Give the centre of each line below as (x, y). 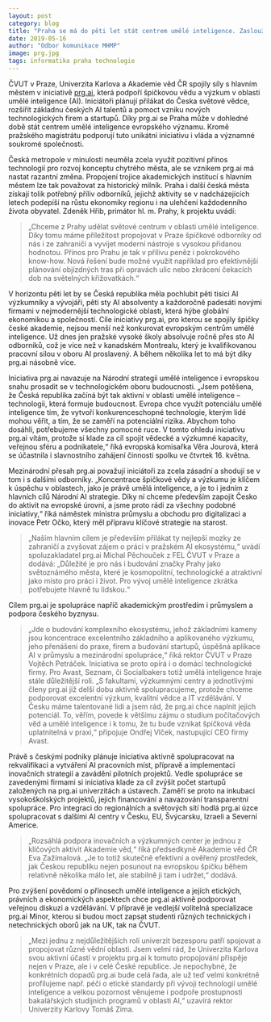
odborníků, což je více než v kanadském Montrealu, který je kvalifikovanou (132, 345)
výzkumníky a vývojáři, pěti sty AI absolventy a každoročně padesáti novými (135, 302)
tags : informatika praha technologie (72, 61)
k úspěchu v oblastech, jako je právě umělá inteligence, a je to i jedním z (128, 488)
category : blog (34, 23)
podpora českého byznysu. (54, 614)
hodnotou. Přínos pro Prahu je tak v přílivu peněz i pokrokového (134, 252)
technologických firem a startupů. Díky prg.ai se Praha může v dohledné (128, 118)
